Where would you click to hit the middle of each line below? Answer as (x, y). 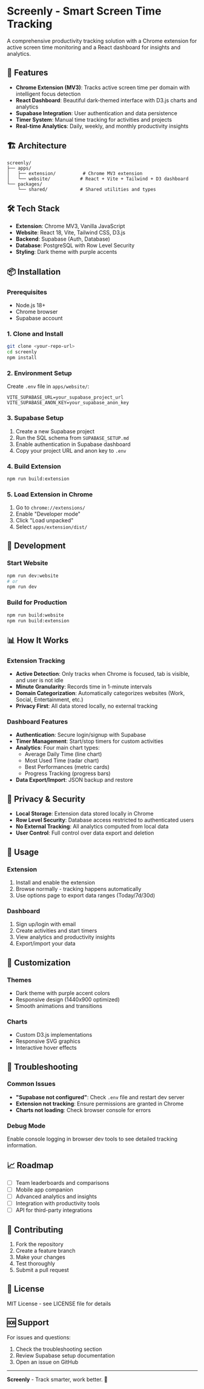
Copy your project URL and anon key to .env (71, 450)
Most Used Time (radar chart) (62, 761)
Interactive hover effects (46, 1048)
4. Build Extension (34, 466)
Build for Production (37, 602)
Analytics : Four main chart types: (58, 748)
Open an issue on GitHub (47, 1362)
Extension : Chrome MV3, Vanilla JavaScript (70, 226)
